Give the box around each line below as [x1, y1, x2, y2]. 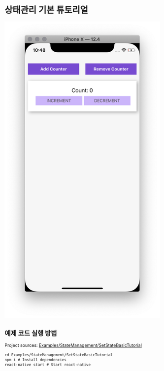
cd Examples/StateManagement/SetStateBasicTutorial [4, 353, 113, 358]
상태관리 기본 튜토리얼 [4, 4, 88, 16]
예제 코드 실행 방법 [4, 329, 57, 337]
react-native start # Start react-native [4, 363, 91, 368]
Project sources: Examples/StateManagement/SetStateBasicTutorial [4, 342, 142, 348]
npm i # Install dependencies [4, 358, 67, 363]
